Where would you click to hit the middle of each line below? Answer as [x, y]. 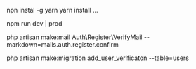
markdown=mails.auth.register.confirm [63, 44]
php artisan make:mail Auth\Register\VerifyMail [74, 37]
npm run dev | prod [34, 23]
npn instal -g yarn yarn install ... [53, 10]
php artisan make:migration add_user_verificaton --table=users [98, 58]
